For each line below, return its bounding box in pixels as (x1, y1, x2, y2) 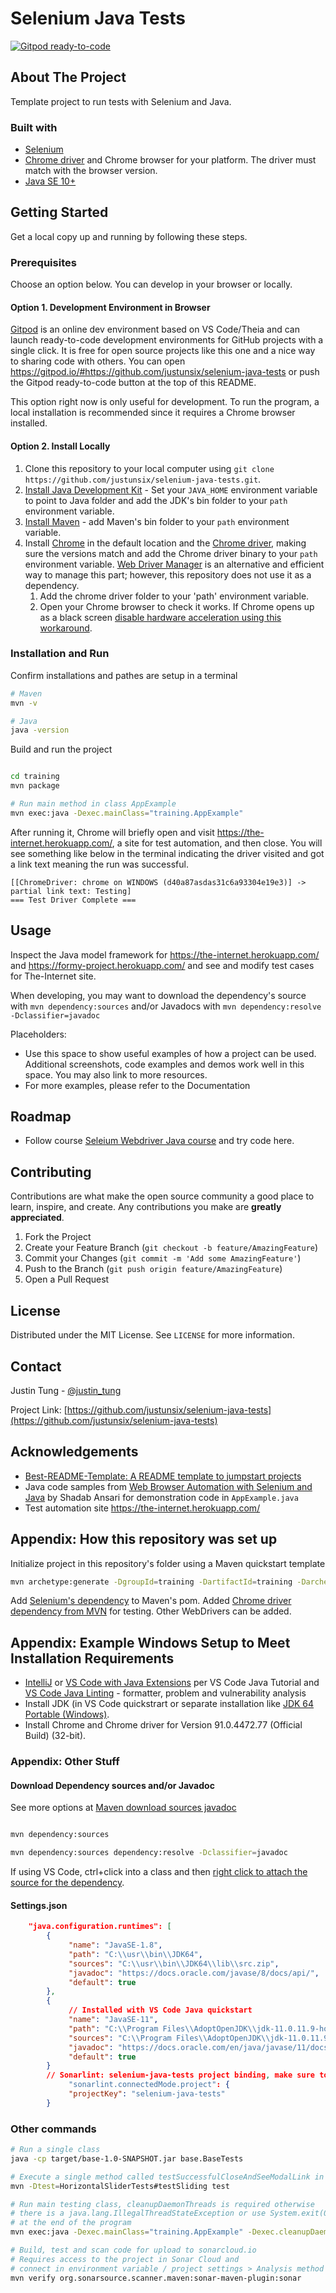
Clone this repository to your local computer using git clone (24, 462, 275, 474)
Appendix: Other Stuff (10, 1755, 120, 1769)
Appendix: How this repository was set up (10, 1531, 278, 1548)
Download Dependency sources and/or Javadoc (10, 1779, 215, 1791)
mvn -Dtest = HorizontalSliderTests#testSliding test (10, 2181, 230, 2191)
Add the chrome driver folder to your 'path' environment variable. (39, 590, 310, 602)
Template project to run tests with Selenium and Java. (10, 95, 232, 107)
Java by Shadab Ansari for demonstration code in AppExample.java (24, 1491, 299, 1503)
